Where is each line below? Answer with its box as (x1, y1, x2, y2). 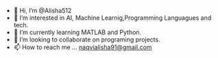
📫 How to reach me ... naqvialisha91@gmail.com (13, 43, 152, 51)
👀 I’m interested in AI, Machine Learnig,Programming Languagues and (13, 14, 212, 22)
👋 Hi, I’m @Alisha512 (13, 7, 72, 14)
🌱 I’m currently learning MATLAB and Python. (13, 28, 142, 36)
